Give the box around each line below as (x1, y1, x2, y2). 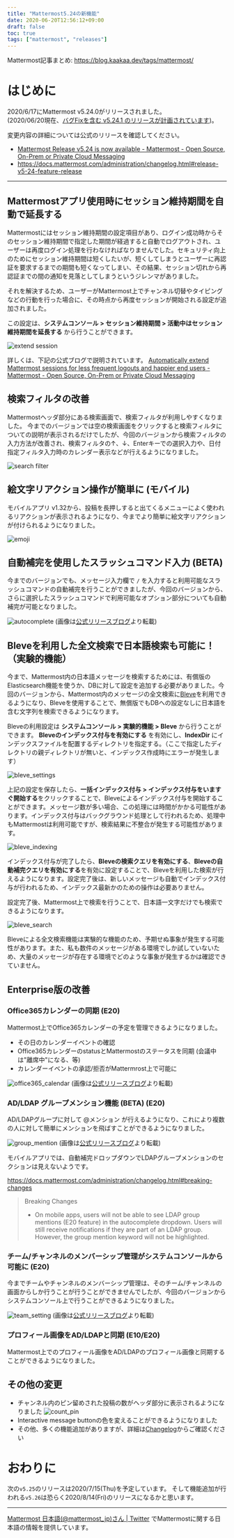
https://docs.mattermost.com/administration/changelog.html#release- (17, 160, 219, 168)
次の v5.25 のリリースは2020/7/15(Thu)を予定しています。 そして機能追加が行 (7, 1484, 227, 1493)
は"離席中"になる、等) (17, 1055, 81, 1064)
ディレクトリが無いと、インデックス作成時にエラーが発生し (43, 748, 214, 756)
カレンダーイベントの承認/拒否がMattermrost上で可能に (17, 1064, 178, 1073)
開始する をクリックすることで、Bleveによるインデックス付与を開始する (13, 794, 218, 802)
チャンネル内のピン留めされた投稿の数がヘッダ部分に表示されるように (17, 1398, 219, 1407)
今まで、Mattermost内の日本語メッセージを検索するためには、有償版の (7, 673, 211, 681)
